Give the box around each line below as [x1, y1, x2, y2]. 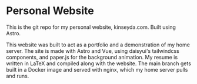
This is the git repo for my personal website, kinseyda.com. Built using [6, 23, 176, 31]
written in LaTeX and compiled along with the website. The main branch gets [6, 60, 191, 67]
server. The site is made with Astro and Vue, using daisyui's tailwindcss [6, 47, 179, 54]
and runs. [6, 72, 29, 79]
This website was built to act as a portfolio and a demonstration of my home [6, 41, 190, 48]
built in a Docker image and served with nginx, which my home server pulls [6, 66, 188, 73]
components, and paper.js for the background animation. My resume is [6, 53, 178, 61]
